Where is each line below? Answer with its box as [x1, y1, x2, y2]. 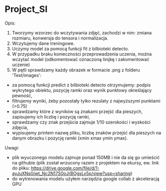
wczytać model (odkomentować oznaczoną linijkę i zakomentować [11, 56, 149, 62]
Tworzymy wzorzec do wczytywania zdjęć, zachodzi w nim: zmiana [11, 29, 152, 35]
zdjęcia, [11, 124, 28, 130]
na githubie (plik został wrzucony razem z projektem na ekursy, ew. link [11, 159, 159, 165]
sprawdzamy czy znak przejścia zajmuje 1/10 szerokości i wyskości [11, 119, 151, 125]
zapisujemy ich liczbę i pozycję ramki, [11, 113, 90, 119]
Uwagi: [4, 144, 19, 150]
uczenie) [11, 61, 30, 67]
